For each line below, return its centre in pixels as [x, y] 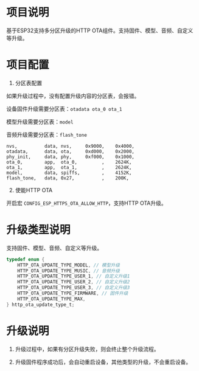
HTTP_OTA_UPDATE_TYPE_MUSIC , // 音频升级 [69, 271]
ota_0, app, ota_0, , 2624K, [69, 162]
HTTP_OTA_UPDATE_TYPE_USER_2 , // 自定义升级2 [74, 282]
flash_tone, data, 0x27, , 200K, [68, 178]
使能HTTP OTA [34, 190]
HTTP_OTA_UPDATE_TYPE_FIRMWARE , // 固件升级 [73, 293]
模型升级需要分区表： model [40, 122]
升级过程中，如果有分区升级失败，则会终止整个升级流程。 [87, 349]
